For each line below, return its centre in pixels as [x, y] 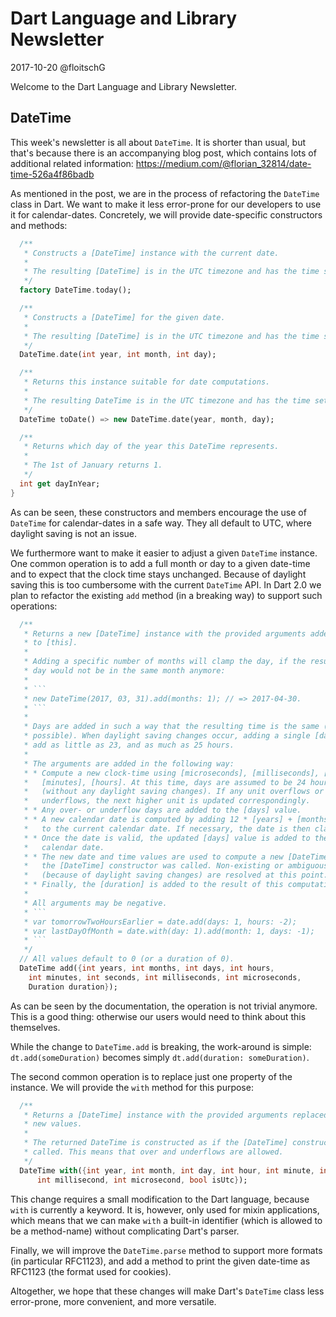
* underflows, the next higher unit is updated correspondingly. [167, 801]
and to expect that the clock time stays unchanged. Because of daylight [158, 574]
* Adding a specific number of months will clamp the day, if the [165, 662]
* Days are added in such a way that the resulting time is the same [171, 727]
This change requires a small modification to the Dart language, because [160, 1199]
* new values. [53, 1124]
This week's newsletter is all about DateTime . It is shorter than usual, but [158, 142]
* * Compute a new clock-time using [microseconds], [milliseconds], [171, 773]
